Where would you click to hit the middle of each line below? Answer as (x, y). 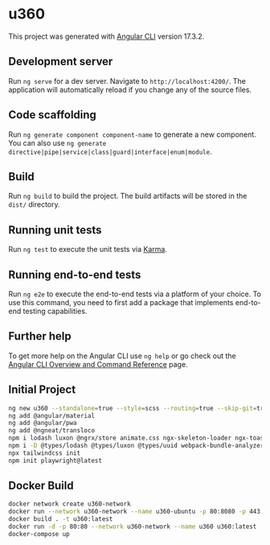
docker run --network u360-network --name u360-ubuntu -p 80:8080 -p (127, 512)
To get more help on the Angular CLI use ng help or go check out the (122, 356)
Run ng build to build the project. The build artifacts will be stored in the (128, 196)
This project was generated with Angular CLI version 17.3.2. (106, 36)
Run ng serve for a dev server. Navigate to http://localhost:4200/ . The (127, 81)
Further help (40, 336)
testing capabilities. (55, 311)
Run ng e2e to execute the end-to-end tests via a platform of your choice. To (135, 294)
